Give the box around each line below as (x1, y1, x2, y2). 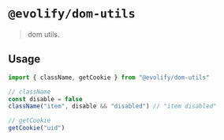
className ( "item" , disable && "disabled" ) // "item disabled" (8, 102, 217, 111)
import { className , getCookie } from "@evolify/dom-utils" (8, 74, 211, 81)
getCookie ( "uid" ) (8, 124, 65, 132)
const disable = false (8, 95, 83, 103)
